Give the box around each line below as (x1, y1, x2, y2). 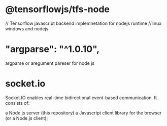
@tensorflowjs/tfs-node (5, 4, 110, 15)
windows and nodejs (5, 25, 49, 31)
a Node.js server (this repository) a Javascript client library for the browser (5, 110, 162, 116)
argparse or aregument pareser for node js (5, 60, 95, 66)
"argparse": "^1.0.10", (5, 44, 100, 55)
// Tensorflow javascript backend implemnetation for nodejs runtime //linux (5, 20, 161, 26)
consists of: (5, 100, 30, 106)
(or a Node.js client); (5, 115, 48, 121)
